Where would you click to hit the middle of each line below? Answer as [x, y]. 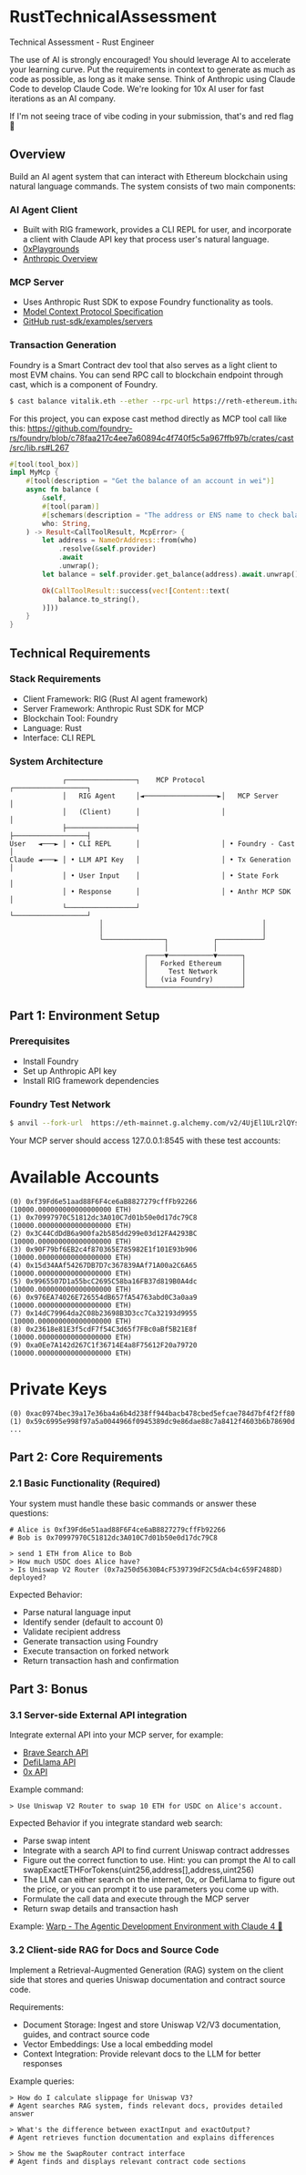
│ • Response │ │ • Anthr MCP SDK [177, 892]
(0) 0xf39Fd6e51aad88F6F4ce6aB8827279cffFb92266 [103, 1201]
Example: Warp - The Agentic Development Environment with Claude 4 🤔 [146, 1926]
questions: [29, 1513]
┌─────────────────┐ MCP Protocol [134, 780]
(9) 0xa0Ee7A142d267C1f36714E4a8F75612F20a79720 [103, 1345]
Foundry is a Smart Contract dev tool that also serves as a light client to [143, 365]
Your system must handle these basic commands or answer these [133, 1503]
